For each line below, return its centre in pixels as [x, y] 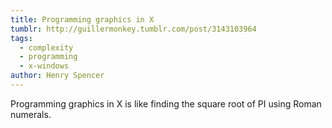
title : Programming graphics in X [82, 19]
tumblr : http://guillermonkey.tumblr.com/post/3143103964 [133, 29]
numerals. [31, 114]
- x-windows [44, 66]
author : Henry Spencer [57, 76]
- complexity [46, 47]
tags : [21, 38]
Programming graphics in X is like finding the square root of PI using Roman [166, 103]
